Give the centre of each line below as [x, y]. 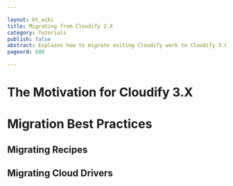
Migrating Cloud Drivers [60, 173]
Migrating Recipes [48, 150]
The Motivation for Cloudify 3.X [100, 93]
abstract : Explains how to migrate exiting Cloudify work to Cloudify [111, 46]
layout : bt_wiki [31, 19]
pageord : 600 [26, 52]
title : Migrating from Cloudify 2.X [60, 26]
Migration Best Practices [80, 124]
